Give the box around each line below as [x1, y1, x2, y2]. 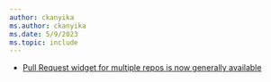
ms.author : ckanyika [9, 21, 87, 30]
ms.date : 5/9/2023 [9, 29, 78, 38]
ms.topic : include [9, 37, 78, 47]
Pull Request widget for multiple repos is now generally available [22, 62, 262, 73]
